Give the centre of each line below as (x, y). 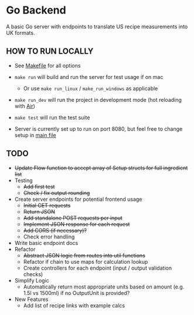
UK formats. (21, 32)
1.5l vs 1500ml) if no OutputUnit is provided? (76, 293)
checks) (33, 274)
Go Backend (36, 10)
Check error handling (49, 237)
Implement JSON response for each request (76, 224)
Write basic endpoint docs (46, 243)
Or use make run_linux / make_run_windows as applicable (91, 88)
